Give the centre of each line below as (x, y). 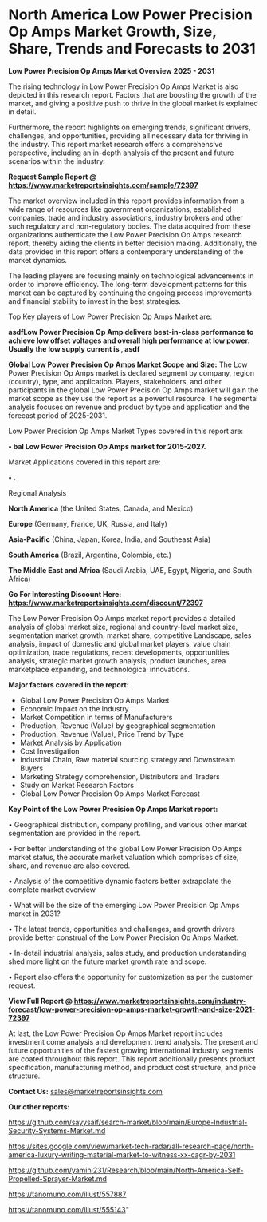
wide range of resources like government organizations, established (120, 209)
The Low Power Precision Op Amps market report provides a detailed (122, 618)
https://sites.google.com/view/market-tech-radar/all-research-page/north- (132, 1146)
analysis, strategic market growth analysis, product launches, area (117, 660)
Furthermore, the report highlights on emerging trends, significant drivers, (130, 127)
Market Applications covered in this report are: (84, 462)
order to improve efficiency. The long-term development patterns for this (128, 284)
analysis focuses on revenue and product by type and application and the (129, 407)
